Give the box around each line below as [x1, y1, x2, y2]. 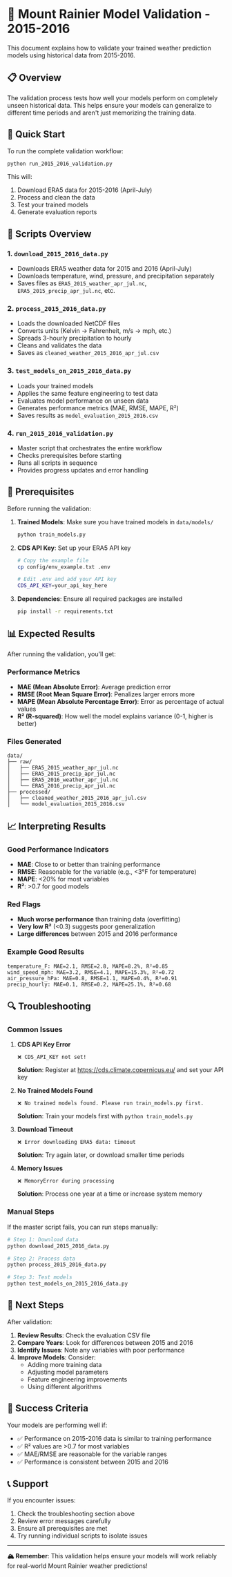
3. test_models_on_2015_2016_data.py [7, 366, 131, 376]
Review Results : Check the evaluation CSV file [17, 1331, 151, 1339]
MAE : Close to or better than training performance [17, 860, 161, 869]
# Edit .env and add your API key [17, 576, 117, 583]
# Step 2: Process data [7, 1255, 76, 1262]
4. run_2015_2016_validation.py [7, 428, 114, 438]
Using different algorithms [27, 1382, 102, 1390]
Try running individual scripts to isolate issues [17, 1531, 148, 1540]
